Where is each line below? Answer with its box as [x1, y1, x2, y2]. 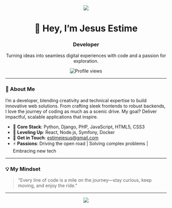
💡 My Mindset [5, 165, 41, 173]
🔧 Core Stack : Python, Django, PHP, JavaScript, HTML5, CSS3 [12, 123, 145, 130]
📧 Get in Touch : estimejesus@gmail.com [12, 135, 99, 141]
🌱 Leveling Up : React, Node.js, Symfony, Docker [12, 129, 115, 135]
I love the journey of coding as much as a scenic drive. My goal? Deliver [5, 108, 157, 115]
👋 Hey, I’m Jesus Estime [34, 23, 138, 34]
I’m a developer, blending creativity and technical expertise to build [5, 97, 147, 103]
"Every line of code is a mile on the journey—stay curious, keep [17, 177, 152, 183]
